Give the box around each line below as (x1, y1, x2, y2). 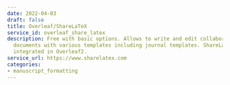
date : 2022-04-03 (7, 10, 57, 17)
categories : (7, 61, 41, 68)
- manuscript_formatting (7, 67, 78, 74)
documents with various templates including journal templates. (13, 42, 201, 49)
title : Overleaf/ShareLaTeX (7, 23, 88, 29)
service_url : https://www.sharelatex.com (7, 55, 127, 62)
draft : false (7, 16, 44, 23)
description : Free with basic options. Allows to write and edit (7, 36, 197, 42)
